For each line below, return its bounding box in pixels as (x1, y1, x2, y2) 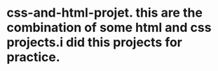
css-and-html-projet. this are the (6, 5, 203, 21)
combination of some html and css (6, 19, 212, 35)
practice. (6, 49, 60, 65)
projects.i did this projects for (6, 35, 183, 50)
